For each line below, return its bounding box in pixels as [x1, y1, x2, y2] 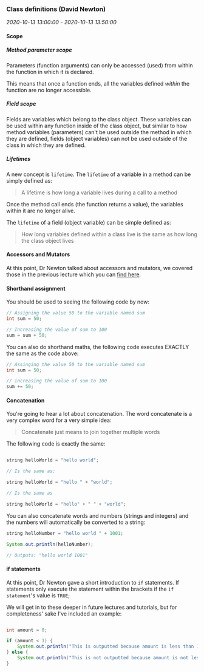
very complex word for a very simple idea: [6, 416, 112, 424]
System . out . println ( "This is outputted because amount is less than [17, 643, 194, 650]
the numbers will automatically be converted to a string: [6, 518, 146, 526]
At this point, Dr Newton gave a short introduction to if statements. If [6, 579, 179, 586]
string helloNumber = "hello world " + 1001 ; [6, 530, 123, 536]
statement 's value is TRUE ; [6, 591, 70, 599]
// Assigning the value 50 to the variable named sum [6, 310, 146, 316]
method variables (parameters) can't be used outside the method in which [6, 128, 192, 135]
